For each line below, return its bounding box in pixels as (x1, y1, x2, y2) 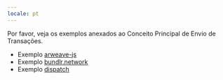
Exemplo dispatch (17, 65, 69, 73)
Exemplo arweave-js (17, 50, 77, 58)
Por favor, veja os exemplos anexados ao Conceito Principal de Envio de (7, 29, 216, 38)
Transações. (7, 36, 43, 45)
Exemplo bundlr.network (17, 57, 88, 66)
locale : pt (7, 10, 39, 17)
